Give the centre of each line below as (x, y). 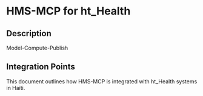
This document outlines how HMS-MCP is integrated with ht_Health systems (102, 81)
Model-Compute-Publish (37, 48)
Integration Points (41, 67)
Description (29, 34)
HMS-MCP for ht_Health (68, 11)
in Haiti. (16, 88)
